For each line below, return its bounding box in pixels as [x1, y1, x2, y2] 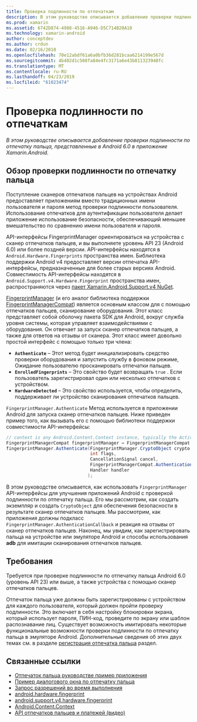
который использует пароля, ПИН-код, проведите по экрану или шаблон [6, 614, 190, 622]
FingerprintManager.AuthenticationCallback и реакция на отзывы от [6, 520, 175, 528]
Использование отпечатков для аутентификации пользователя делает [6, 209, 183, 216]
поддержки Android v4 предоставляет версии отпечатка [6, 258, 148, 265]
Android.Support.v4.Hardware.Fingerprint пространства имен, [6, 277, 161, 284]
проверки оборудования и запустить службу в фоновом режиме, [14, 355, 179, 362]
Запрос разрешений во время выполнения [14, 684, 123, 692]
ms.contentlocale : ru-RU [6, 69, 67, 74]
